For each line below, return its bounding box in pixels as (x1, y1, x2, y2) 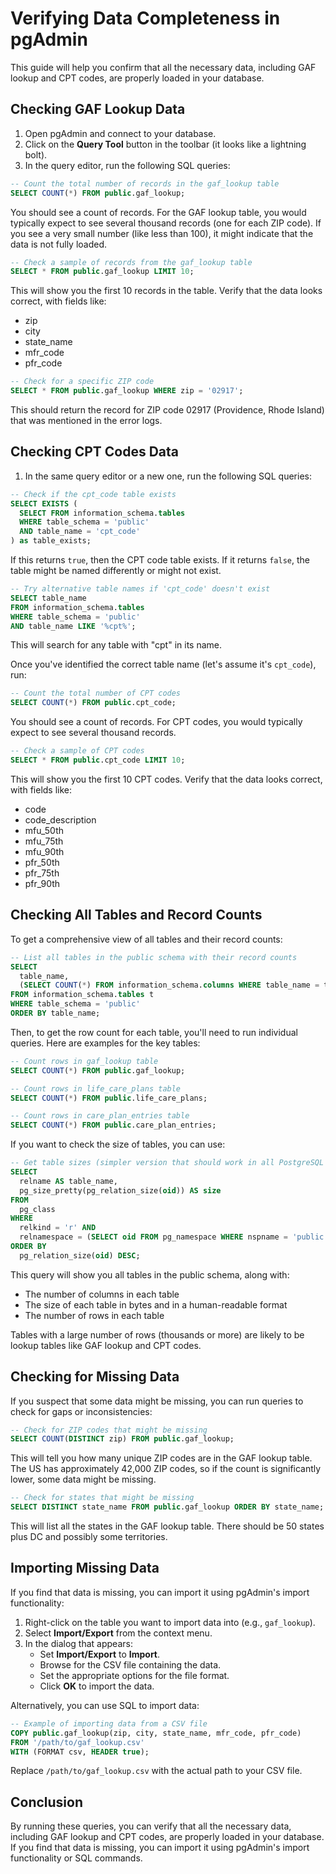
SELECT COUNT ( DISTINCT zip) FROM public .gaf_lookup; (10, 1434, 235, 1444)
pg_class (19, 1204, 56, 1214)
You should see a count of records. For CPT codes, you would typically (10, 716, 303, 728)
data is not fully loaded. (10, 238, 108, 250)
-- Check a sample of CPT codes (10, 746, 145, 756)
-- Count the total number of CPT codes (10, 688, 182, 699)
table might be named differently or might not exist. (10, 565, 222, 577)
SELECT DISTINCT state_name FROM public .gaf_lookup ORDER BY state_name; (10, 1502, 325, 1512)
